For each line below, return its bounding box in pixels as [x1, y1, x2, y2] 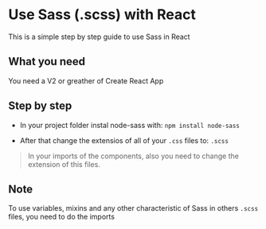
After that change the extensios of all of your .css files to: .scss [19, 135, 229, 145]
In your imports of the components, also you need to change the [27, 151, 239, 161]
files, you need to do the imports [8, 212, 115, 222]
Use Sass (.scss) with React [8, 6, 197, 24]
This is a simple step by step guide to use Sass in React [8, 32, 190, 41]
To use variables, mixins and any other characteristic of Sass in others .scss [8, 204, 259, 213]
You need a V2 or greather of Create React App [8, 76, 164, 85]
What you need [8, 55, 86, 68]
